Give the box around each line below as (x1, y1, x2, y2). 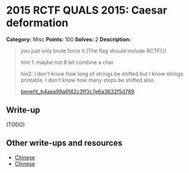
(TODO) (6, 121, 25, 128)
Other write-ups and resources (6, 138, 123, 148)
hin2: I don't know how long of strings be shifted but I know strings (20, 70, 184, 77)
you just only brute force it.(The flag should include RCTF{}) (20, 47, 167, 54)
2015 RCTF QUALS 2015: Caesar (6, 4, 167, 17)
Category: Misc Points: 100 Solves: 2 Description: (6, 36, 131, 43)
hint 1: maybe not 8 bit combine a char (20, 59, 114, 66)
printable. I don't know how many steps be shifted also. (20, 76, 155, 84)
